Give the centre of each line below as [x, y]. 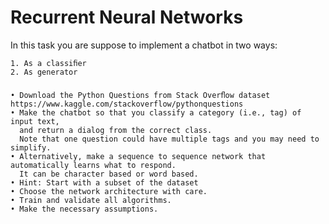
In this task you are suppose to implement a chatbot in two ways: [144, 45]
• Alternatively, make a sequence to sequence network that [138, 156]
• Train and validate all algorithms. [91, 200]
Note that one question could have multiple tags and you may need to [169, 139]
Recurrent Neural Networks [127, 17]
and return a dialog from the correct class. [116, 130]
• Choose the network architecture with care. [109, 191]
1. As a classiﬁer [48, 63]
